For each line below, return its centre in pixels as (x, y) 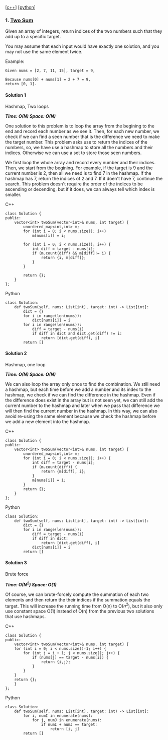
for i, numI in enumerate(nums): (58, 716)
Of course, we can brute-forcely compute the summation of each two (77, 594)
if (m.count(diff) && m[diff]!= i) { (71, 253)
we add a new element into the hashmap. (48, 421)
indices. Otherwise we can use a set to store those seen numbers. (73, 153)
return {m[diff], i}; (63, 471)
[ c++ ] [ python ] (21, 7)
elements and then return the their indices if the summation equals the (78, 599)
